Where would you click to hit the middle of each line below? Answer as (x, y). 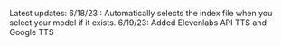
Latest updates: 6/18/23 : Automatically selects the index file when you (141, 13)
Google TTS (32, 32)
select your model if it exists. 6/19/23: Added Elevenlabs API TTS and (138, 23)
